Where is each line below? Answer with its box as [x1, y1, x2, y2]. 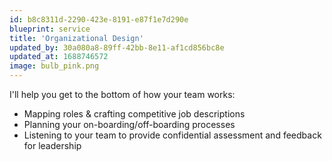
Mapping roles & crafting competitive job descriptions [23, 108, 246, 120]
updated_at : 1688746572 [9, 52, 109, 62]
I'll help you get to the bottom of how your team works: [9, 89, 236, 100]
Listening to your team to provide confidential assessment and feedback [23, 129, 322, 141]
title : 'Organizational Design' [9, 33, 144, 43]
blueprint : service [9, 24, 91, 34]
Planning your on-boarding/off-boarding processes [23, 119, 236, 130]
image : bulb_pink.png [9, 61, 100, 71]
